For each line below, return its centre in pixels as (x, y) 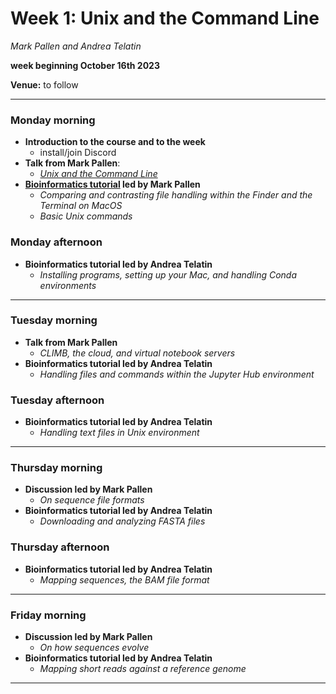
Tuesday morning (54, 320)
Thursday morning (56, 468)
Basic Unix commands (86, 216)
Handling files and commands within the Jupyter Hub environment (177, 374)
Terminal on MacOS (81, 206)
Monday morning (53, 120)
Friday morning (48, 615)
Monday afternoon (56, 242)
